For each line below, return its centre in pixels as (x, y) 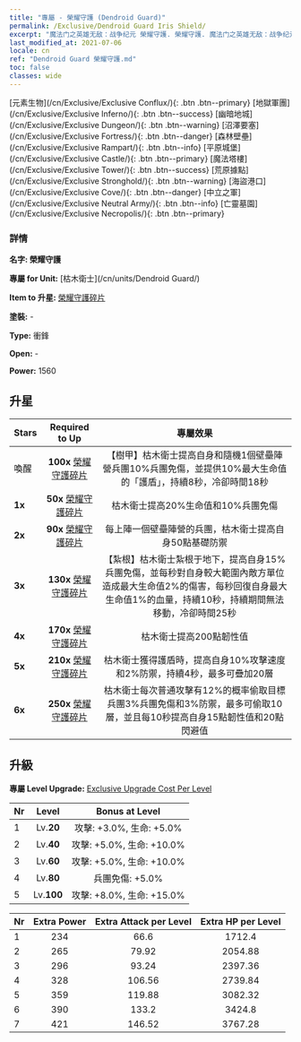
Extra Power (60, 921)
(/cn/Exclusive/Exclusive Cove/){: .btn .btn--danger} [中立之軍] (125, 192)
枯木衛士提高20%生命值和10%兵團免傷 (195, 505)
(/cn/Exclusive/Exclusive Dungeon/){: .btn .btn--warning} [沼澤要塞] (134, 125)
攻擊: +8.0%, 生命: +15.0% (128, 895)
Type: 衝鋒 (29, 336)
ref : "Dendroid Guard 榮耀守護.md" (73, 59)
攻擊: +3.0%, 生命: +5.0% (129, 828)
